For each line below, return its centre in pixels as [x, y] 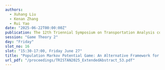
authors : [14, 10]
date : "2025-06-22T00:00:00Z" [36, 28]
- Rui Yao [19, 23]
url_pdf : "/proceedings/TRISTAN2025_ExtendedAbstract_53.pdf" [70, 60]
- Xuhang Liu [23, 14]
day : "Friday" [20, 42]
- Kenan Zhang [24, 19]
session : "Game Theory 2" [31, 37]
